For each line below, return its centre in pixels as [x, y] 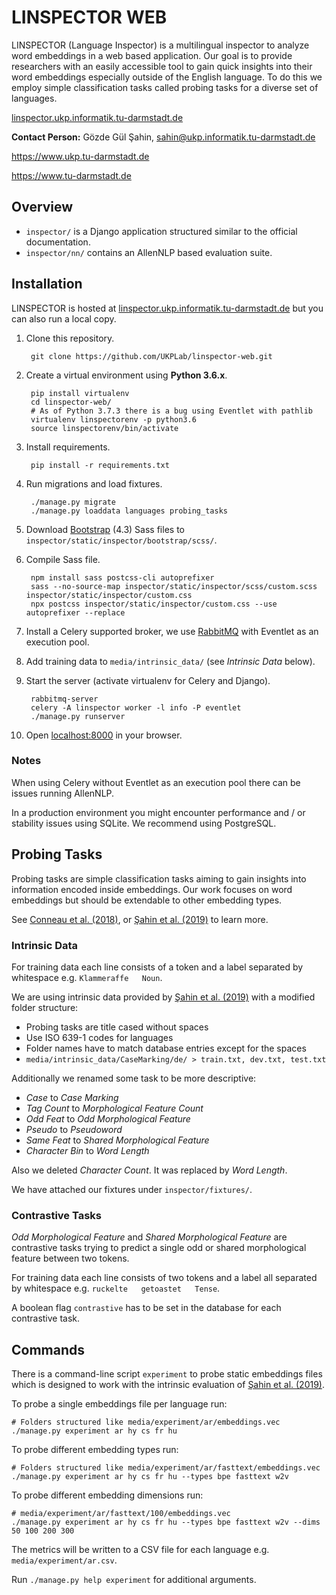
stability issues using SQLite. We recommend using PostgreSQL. [144, 823]
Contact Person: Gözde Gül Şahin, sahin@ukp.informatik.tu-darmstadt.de [163, 137]
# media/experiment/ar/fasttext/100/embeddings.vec [121, 1514]
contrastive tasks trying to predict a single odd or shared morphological [159, 1248]
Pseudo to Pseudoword [74, 1129]
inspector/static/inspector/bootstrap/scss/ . [121, 540]
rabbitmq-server [64, 699]
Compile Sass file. [63, 559]
